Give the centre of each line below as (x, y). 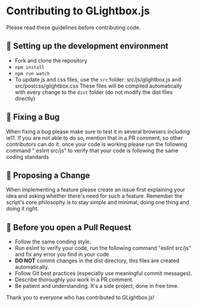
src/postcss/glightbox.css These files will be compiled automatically (98, 86)
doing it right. (23, 209)
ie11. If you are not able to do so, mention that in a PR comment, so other (95, 137)
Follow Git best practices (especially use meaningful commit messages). (103, 273)
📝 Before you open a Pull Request (69, 227)
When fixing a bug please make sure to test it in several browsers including (98, 131)
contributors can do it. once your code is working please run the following (97, 144)
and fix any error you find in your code (62, 255)
